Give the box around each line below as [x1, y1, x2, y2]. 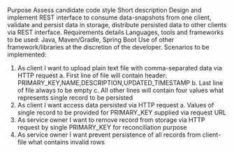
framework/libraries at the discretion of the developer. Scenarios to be [7, 43, 210, 51]
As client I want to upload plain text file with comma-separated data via [17, 64, 222, 72]
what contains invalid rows [27, 138, 105, 146]
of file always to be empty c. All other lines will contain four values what [17, 86, 224, 94]
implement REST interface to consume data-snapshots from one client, [7, 13, 212, 22]
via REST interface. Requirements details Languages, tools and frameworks [7, 28, 224, 36]
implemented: [7, 50, 47, 59]
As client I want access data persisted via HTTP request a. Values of [17, 101, 214, 109]
